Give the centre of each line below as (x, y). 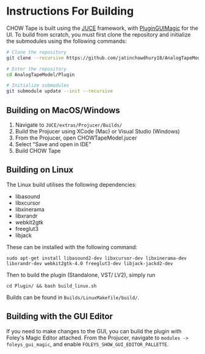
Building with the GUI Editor (59, 317)
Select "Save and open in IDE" (53, 144)
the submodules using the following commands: (67, 41)
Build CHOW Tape (38, 151)
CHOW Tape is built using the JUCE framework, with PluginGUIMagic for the (102, 28)
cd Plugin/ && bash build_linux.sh (52, 286)
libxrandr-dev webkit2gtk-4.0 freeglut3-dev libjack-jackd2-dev (90, 263)
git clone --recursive (35, 58)
